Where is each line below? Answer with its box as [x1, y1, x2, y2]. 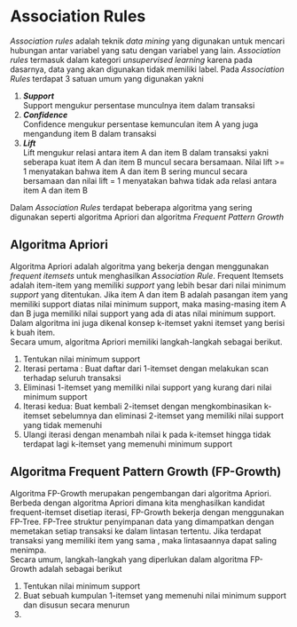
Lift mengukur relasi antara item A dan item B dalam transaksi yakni [22, 147, 270, 157]
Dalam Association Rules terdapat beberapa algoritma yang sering [10, 202, 253, 212]
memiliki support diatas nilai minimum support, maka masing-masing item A [10, 298, 286, 309]
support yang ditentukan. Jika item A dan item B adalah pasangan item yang [10, 289, 289, 299]
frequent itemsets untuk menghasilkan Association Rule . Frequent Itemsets [10, 270, 285, 281]
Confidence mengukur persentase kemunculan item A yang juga [22, 118, 259, 130]
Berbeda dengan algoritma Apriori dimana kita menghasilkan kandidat [10, 497, 265, 508]
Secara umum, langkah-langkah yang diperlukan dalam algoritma [10, 553, 249, 565]
